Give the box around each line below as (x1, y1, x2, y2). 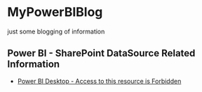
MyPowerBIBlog (7, 4, 103, 20)
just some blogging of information (7, 27, 105, 36)
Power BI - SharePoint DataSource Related (7, 47, 196, 59)
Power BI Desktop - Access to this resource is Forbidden (17, 77, 182, 85)
